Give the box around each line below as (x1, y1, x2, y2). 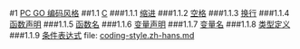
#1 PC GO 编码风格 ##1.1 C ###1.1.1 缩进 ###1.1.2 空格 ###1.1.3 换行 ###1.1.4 (9, 8, 290, 18)
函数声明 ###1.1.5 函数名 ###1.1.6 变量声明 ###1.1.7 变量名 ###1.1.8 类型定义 (9, 19, 291, 29)
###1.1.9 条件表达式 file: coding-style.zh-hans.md (9, 30, 195, 40)
